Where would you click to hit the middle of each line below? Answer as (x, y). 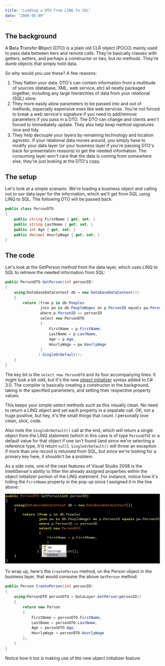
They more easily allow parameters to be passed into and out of (77, 104)
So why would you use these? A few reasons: (51, 73)
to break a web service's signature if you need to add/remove (74, 114)
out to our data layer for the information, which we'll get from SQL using (78, 194)
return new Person (41, 607)
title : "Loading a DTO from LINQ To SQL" (48, 10)
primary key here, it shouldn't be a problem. (49, 456)
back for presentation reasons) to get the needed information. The (79, 151)
